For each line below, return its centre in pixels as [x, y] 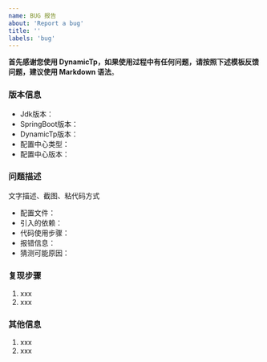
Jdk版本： [37, 114]
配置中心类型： [44, 144]
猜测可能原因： [44, 253]
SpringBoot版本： [49, 124]
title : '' [25, 31]
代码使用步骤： [44, 233]
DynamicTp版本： [49, 134]
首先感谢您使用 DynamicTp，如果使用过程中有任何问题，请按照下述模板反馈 [133, 62]
